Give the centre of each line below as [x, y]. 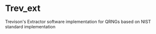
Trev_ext [23, 8]
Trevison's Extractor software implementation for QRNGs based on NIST [78, 22]
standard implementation [30, 26]
